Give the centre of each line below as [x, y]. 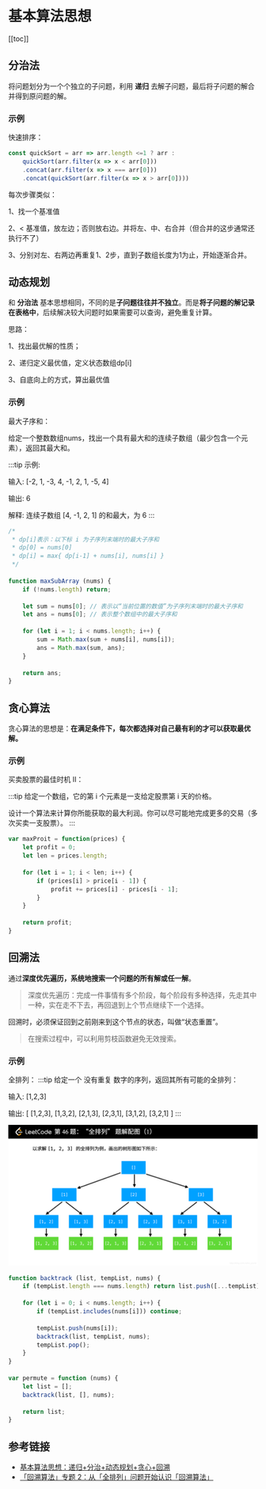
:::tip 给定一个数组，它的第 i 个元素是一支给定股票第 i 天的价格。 [112, 796]
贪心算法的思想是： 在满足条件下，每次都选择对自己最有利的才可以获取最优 [129, 728]
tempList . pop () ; [63, 1345]
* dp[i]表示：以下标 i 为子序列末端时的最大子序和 [85, 539]
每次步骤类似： [32, 194]
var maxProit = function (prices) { [67, 839]
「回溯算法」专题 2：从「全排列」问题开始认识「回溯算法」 [116, 1477]
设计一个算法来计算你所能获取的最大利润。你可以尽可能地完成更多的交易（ [129, 813]
